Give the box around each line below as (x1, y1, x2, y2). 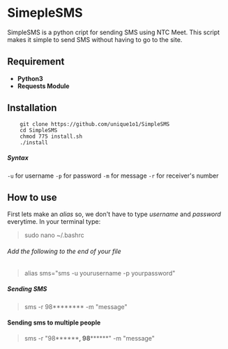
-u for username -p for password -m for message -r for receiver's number (7, 171, 219, 180)
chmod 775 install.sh (20, 133, 82, 140)
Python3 (17, 74, 43, 83)
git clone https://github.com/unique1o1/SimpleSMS (20, 120, 170, 127)
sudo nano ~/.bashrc (24, 231, 85, 239)
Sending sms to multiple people (7, 318, 101, 327)
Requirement (7, 56, 65, 68)
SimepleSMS (7, 5, 83, 21)
